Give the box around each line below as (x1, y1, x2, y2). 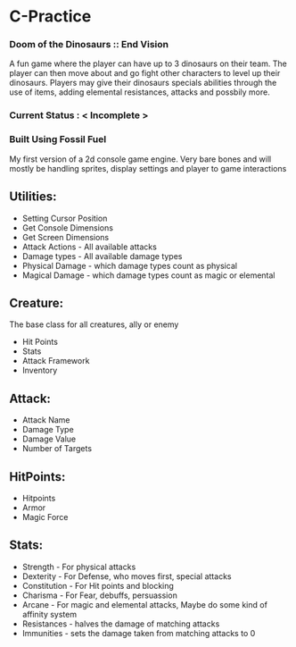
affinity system (21, 609, 78, 619)
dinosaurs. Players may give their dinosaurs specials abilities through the (9, 78, 277, 88)
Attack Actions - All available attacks (21, 241, 158, 252)
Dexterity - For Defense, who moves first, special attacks (21, 570, 232, 582)
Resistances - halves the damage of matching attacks (21, 618, 220, 629)
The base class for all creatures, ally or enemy (9, 319, 179, 330)
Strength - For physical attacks (21, 561, 136, 572)
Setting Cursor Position (21, 213, 108, 223)
